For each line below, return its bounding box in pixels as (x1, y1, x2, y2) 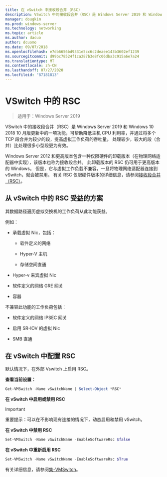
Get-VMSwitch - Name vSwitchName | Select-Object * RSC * (5, 386, 122, 391)
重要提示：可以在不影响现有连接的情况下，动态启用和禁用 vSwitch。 (5, 416, 146, 422)
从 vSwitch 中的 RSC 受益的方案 (5, 194, 103, 202)
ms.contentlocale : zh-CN (5, 63, 57, 68)
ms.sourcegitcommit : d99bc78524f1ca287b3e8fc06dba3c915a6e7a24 (5, 53, 140, 59)
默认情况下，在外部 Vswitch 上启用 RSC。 (5, 366, 91, 372)
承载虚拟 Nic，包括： (12, 229, 56, 235)
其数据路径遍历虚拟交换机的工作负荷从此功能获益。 (5, 208, 110, 214)
